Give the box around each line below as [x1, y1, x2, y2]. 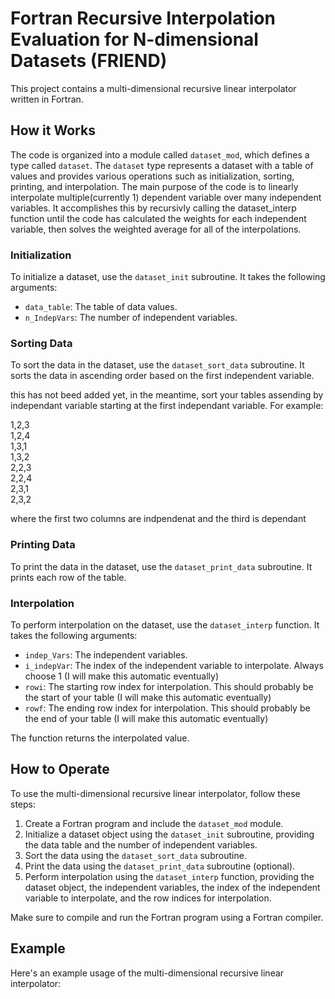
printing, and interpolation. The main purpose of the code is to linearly [10, 180, 299, 192]
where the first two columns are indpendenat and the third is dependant [10, 513, 307, 525]
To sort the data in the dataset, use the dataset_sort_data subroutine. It [10, 359, 305, 371]
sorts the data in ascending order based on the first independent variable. [10, 370, 315, 382]
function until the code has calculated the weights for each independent [10, 212, 307, 224]
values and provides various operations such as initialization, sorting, [10, 170, 295, 182]
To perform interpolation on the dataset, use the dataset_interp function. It [10, 618, 320, 631]
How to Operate [10, 761, 110, 778]
